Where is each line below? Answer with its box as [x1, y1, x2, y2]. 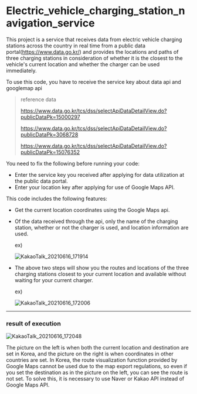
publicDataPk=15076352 [20, 148, 80, 156]
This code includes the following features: [6, 195, 107, 202]
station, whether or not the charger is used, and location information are [14, 224, 189, 231]
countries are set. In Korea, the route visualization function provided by [6, 357, 178, 364]
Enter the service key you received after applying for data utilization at [14, 171, 185, 178]
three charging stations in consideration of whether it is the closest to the [6, 54, 183, 61]
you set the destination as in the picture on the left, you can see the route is [6, 369, 189, 376]
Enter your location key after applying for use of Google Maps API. [14, 183, 175, 191]
